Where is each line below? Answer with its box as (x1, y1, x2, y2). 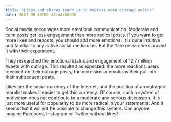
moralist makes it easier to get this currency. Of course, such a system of (5, 89, 159, 95)
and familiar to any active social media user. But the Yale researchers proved (5, 42, 166, 48)
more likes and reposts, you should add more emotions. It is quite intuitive (5, 37, 161, 43)
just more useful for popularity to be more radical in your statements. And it (5, 100, 164, 106)
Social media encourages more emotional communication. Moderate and (5, 26, 158, 32)
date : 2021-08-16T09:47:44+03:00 (5, 12, 77, 17)
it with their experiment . (5, 48, 55, 54)
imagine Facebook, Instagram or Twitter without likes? (5, 110, 119, 117)
